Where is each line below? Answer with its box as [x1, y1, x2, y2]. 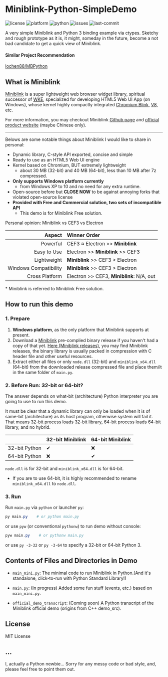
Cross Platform [26, 272, 62, 279]
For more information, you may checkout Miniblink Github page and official [5, 116, 159, 122]
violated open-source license [12, 194, 73, 200]
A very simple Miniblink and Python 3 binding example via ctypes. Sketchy [5, 30, 158, 36]
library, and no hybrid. [5, 424, 51, 430]
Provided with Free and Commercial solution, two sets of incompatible [12, 199, 161, 205]
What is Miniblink [5, 78, 61, 86]
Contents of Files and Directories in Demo [5, 557, 137, 565]
